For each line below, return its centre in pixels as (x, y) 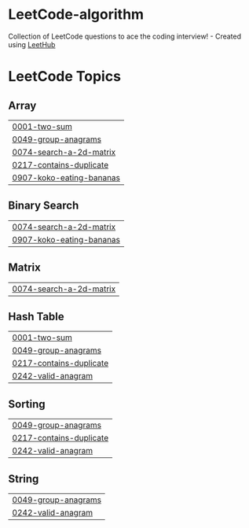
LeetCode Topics (65, 77)
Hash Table (36, 316)
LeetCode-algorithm (76, 15)
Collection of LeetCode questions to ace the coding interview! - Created (125, 36)
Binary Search (44, 206)
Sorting (27, 404)
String (24, 479)
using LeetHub (32, 44)
